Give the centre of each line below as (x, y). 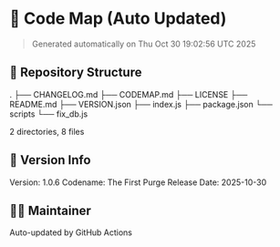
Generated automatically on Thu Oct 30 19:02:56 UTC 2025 (144, 44)
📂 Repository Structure (76, 72)
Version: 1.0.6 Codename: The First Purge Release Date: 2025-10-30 (138, 182)
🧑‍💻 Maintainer (50, 210)
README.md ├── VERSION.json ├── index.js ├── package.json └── (141, 104)
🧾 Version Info (50, 160)
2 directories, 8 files (47, 131)
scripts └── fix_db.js (49, 114)
